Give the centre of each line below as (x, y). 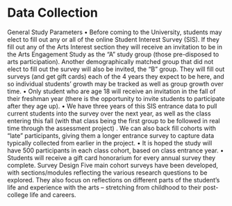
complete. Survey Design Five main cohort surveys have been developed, (113, 165)
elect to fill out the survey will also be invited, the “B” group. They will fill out (116, 69)
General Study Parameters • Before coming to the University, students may (115, 32)
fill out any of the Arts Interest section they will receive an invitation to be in (115, 47)
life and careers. (53, 195)
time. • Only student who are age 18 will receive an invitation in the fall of (111, 91)
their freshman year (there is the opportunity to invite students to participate (116, 98)
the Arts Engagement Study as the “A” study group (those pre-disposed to (113, 54)
